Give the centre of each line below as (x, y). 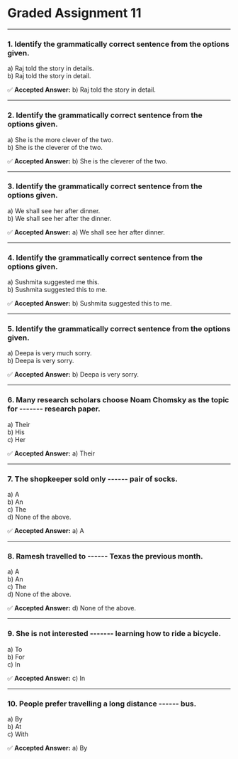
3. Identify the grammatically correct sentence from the (105, 186)
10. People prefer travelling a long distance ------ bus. (102, 704)
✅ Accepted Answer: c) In (46, 678)
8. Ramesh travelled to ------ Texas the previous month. (105, 556)
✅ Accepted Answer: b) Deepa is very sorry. (73, 375)
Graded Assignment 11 (74, 13)
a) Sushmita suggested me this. (53, 282)
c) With (18, 734)
